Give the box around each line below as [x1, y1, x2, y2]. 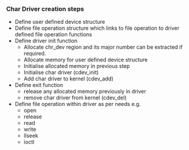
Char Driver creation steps [6, 5, 84, 13]
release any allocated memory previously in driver [23, 88, 147, 95]
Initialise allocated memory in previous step [23, 62, 130, 70]
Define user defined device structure [14, 18, 105, 26]
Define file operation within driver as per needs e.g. [14, 101, 141, 108]
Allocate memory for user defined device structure [23, 56, 148, 64]
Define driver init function [14, 37, 78, 45]
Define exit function [14, 82, 64, 89]
